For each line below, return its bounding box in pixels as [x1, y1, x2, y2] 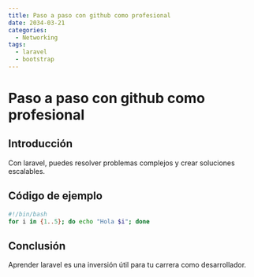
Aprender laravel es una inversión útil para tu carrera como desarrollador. [8, 260, 247, 270]
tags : [8, 41, 26, 49]
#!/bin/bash [8, 210, 47, 218]
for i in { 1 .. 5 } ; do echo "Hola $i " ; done [8, 217, 150, 225]
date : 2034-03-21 [8, 19, 65, 27]
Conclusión [8, 239, 66, 253]
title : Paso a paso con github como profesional [8, 11, 171, 20]
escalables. [8, 166, 46, 175]
